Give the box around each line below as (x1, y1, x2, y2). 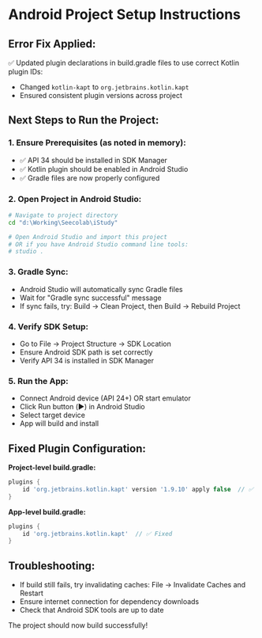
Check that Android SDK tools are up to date (19, 606, 164, 615)
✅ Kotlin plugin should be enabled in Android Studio (19, 164, 189, 173)
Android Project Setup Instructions (8, 6, 241, 24)
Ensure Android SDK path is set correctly (19, 347, 153, 357)
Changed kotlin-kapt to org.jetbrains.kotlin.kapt (19, 82, 189, 92)
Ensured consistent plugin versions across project (19, 91, 183, 100)
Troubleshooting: (8, 559, 95, 572)
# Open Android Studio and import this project (8, 233, 168, 241)
